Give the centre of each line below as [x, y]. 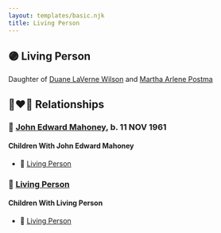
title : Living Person [44, 23]
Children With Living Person [56, 203]
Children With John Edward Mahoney [71, 146]
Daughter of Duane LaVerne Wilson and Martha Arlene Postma [111, 80]
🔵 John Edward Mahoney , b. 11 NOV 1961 [87, 126]
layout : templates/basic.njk [56, 16]
